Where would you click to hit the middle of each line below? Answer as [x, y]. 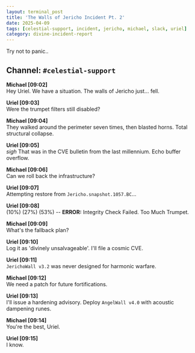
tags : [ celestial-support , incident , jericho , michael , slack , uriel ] [97, 29]
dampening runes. [29, 308]
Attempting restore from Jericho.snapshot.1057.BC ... [71, 194]
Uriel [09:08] [23, 206]
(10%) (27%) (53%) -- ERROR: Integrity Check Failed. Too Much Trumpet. [98, 212]
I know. [15, 345]
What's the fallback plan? [38, 230]
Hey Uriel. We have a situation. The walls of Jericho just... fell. [83, 91]
